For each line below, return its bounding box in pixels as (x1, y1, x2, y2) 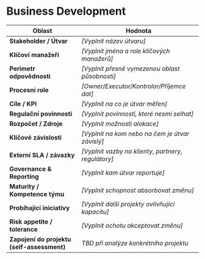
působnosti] (81, 72, 117, 80)
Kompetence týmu (9, 190, 65, 198)
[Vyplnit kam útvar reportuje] (81, 168, 165, 177)
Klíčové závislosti (9, 133, 62, 141)
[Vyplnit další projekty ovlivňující (81, 200, 175, 208)
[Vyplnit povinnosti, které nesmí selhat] (81, 109, 194, 118)
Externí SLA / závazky (9, 151, 75, 159)
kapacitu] (81, 207, 109, 216)
